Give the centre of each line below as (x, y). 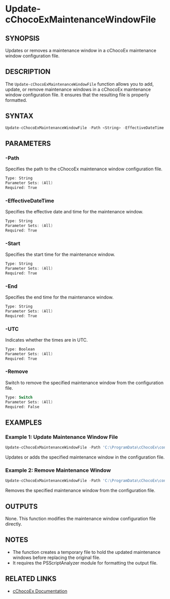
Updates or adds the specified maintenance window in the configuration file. (85, 457)
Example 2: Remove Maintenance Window (58, 470)
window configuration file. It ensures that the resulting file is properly (77, 95)
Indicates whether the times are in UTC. (47, 340)
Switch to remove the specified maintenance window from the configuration (84, 383)
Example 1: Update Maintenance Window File (61, 437)
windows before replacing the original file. (56, 557)
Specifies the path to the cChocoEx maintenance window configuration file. (84, 169)
